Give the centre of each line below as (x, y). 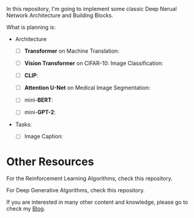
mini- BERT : (39, 100)
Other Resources (50, 161)
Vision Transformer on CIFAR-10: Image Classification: (94, 63)
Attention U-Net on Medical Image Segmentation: (87, 88)
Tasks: (24, 124)
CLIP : (31, 75)
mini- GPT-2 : (40, 112)
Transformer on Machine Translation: (72, 51)
